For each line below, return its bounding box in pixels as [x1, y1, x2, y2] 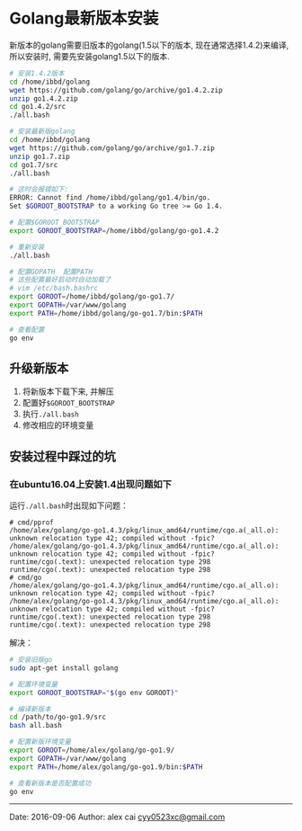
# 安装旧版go [9, 656, 53, 665]
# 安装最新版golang [9, 127, 75, 136]
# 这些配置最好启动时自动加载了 [9, 275, 111, 284]
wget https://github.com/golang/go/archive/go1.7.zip [9, 143, 216, 153]
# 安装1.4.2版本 [9, 68, 65, 77]
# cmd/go [9, 573, 42, 583]
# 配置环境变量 [9, 680, 58, 689]
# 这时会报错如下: [9, 185, 69, 194]
